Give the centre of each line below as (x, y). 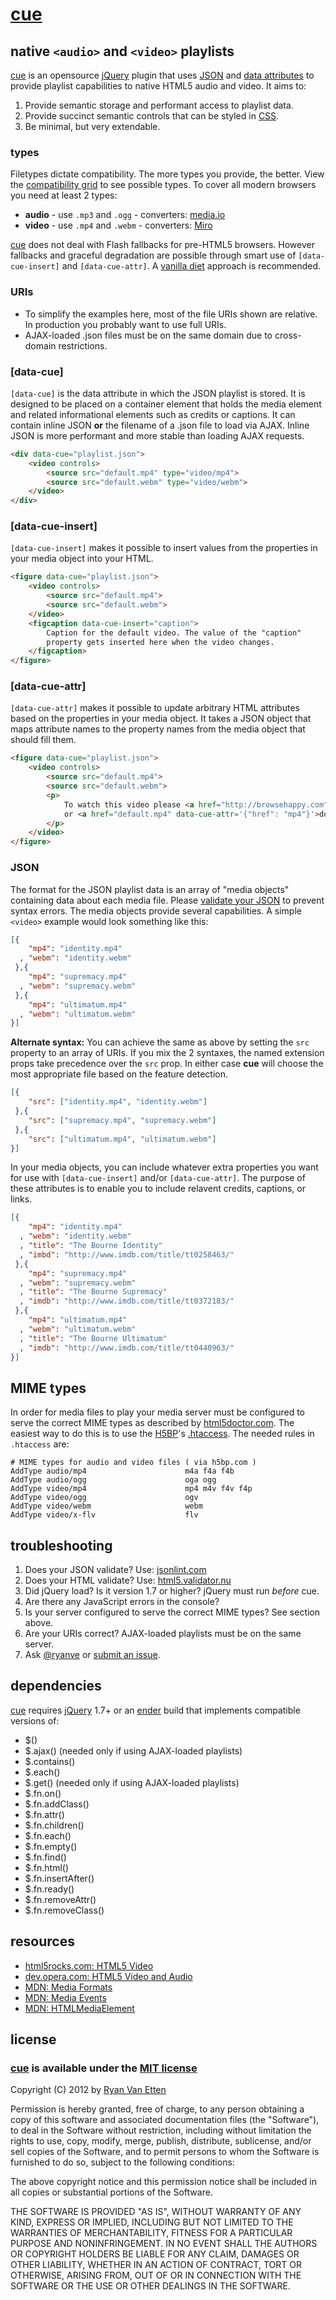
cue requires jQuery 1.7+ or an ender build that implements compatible (155, 1710)
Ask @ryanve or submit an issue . (92, 1655)
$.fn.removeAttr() (60, 1899)
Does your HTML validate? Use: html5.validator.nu (128, 1580)
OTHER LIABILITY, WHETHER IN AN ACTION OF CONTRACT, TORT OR (156, 2265)
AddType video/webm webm (106, 1506)
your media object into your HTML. (82, 559)
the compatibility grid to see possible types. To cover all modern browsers (163, 185)
